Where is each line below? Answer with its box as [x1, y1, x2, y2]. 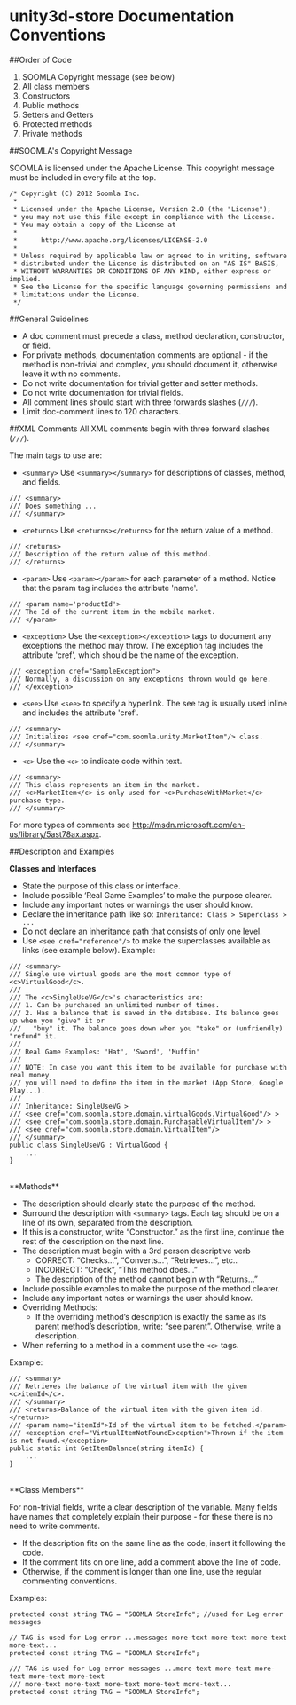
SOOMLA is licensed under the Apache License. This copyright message [9, 162, 275, 173]
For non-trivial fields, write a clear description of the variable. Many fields [9, 1502, 277, 1512]
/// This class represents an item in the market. [9, 780, 200, 789]
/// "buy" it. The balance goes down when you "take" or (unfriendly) [9, 1023, 284, 1033]
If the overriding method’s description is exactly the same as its [35, 1311, 267, 1322]
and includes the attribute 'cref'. [21, 707, 139, 718]
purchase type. [9, 796, 66, 805]
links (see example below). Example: [21, 944, 156, 955]
